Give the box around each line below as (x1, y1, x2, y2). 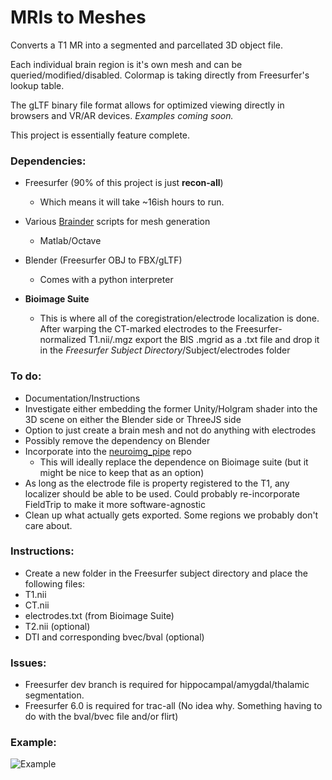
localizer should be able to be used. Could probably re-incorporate (24, 487, 301, 500)
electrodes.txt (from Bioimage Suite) (24, 609, 175, 621)
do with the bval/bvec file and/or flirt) (24, 711, 179, 723)
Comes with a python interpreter (39, 274, 174, 286)
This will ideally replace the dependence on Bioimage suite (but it (39, 456, 309, 468)
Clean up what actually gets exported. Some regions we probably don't (24, 509, 319, 521)
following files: (24, 577, 86, 590)
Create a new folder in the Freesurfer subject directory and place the (24, 567, 308, 579)
